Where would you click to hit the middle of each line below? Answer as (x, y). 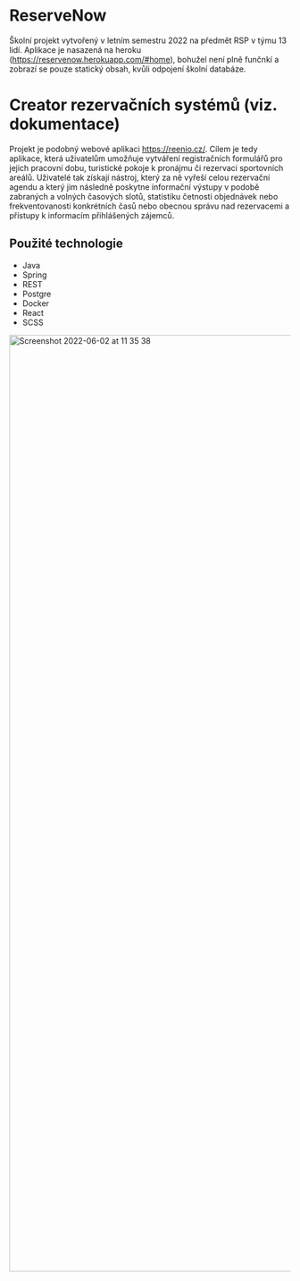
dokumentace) (65, 124)
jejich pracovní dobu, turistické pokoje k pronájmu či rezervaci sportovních (146, 167)
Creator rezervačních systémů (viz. (143, 105)
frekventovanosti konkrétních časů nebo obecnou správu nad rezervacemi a (150, 206)
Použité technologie (66, 244)
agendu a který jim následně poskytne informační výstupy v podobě (134, 187)
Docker (36, 303)
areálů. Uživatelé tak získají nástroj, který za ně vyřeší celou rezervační (140, 177)
